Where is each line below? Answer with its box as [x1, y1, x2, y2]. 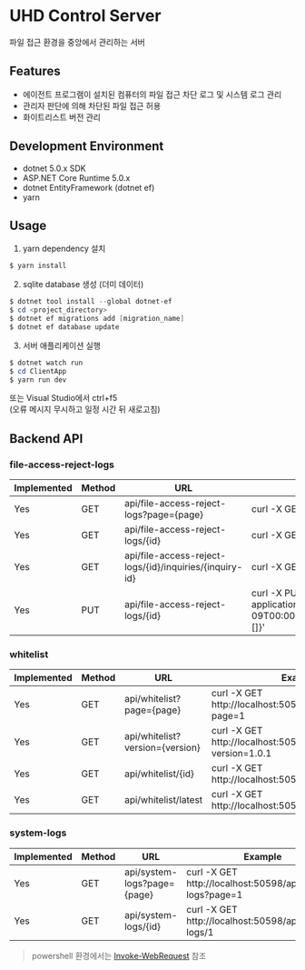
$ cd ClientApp [9, 366, 67, 375]
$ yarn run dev [9, 375, 67, 385]
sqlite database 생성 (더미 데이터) [22, 279, 144, 290]
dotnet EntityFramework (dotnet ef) [22, 182, 155, 193]
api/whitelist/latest [123, 794, 203, 806]
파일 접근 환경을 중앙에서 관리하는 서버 [9, 36, 145, 47]
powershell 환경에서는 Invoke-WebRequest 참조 [31, 950, 207, 961]
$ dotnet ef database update [9, 322, 120, 332]
